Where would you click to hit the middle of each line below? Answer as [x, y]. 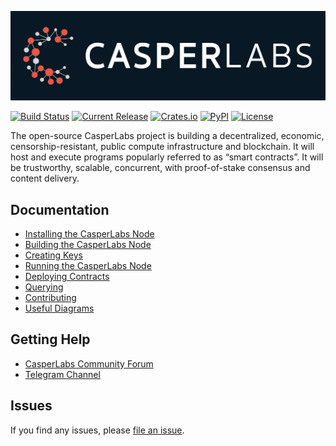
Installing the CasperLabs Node [89, 234]
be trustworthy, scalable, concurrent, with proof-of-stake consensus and [160, 168]
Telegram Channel [62, 374]
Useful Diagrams [59, 308]
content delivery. [45, 178]
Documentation [60, 209]
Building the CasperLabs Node [88, 245]
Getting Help [50, 339]
